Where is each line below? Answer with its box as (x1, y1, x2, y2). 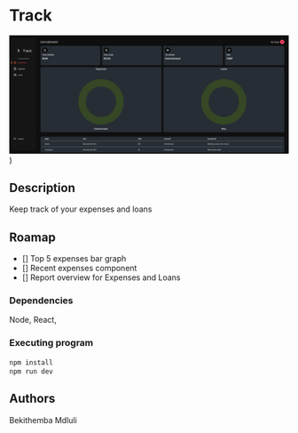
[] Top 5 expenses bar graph (21, 253, 127, 264)
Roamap (9, 229, 56, 245)
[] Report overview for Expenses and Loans (21, 272, 181, 283)
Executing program (9, 337, 94, 349)
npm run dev (9, 366, 53, 376)
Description (9, 180, 75, 196)
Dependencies (9, 294, 74, 307)
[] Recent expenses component (21, 263, 137, 274)
